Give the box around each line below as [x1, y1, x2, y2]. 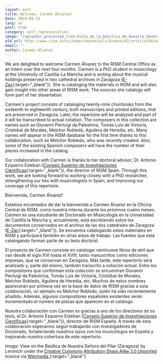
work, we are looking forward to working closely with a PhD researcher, [5, 173, 148, 178]
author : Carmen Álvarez [5, 47, 53, 52]
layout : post [5, 7, 32, 12]
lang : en [5, 20, 23, 26]
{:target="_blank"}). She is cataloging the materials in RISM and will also [12, 81, 157, 87]
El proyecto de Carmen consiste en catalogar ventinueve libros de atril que [5, 247, 154, 253]
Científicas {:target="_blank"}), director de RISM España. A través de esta [5, 318, 151, 324]
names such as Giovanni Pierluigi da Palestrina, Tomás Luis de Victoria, [5, 122, 147, 127]
